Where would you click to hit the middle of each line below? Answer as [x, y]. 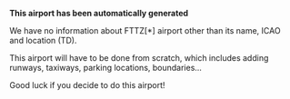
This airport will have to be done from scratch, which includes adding [139, 58]
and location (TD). [43, 40]
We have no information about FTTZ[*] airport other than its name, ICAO [145, 30]
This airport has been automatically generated [99, 13]
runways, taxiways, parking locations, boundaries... [106, 68]
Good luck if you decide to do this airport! [87, 85]
